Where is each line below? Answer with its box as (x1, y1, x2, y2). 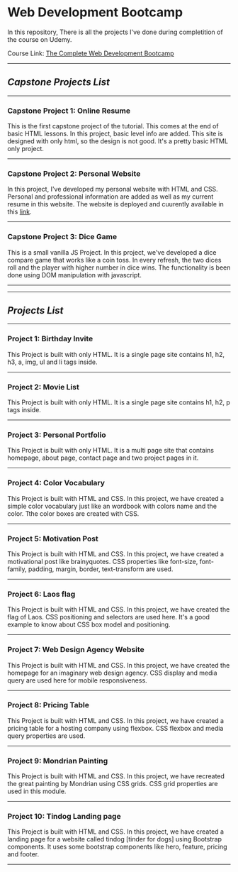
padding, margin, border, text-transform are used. (28, 565, 174, 573)
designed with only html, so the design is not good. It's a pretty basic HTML (7, 137, 229, 145)
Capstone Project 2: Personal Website (7, 168, 141, 178)
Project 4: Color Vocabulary (7, 478, 105, 488)
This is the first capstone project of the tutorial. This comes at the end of (7, 122, 219, 131)
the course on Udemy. (7, 35, 72, 43)
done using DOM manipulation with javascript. (7, 270, 142, 279)
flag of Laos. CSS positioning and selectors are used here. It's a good (7, 613, 210, 622)
